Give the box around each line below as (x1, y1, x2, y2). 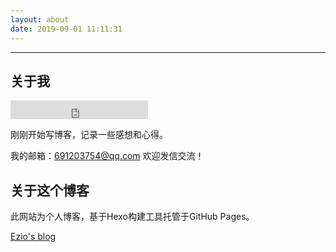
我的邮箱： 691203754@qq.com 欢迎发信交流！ (10, 150, 205, 162)
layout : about (10, 14, 70, 25)
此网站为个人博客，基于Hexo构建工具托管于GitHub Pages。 (10, 211, 255, 223)
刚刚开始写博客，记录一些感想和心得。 (10, 129, 168, 141)
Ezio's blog (10, 231, 57, 243)
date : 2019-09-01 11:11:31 (10, 24, 123, 34)
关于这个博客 (10, 182, 90, 199)
